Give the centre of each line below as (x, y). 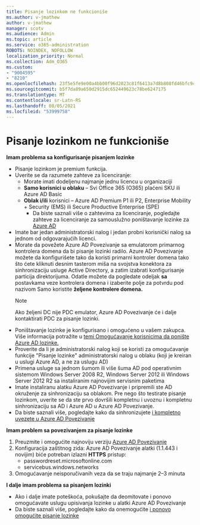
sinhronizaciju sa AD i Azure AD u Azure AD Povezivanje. (85, 406)
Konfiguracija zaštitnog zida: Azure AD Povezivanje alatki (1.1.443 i (96, 448)
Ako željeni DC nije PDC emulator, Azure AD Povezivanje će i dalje (96, 312)
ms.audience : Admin (30, 34)
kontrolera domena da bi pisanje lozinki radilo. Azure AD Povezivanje (99, 251)
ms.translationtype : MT (36, 95)
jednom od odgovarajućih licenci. (56, 238)
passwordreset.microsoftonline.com (68, 461)
